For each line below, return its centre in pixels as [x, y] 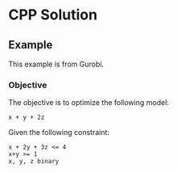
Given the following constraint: [59, 133]
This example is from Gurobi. [56, 64]
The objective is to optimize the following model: [88, 103]
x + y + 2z [27, 118]
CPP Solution [53, 15]
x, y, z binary [34, 162]
